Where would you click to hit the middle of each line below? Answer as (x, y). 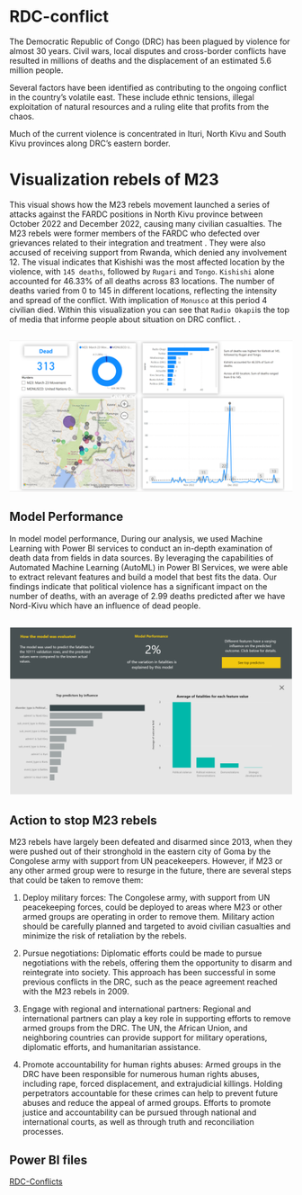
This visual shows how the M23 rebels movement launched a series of (140, 204)
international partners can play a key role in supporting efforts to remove (156, 1019)
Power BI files (49, 1159)
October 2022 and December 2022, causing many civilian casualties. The (146, 223)
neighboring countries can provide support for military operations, (145, 1038)
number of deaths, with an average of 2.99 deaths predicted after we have (147, 596)
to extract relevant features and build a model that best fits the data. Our (143, 577)
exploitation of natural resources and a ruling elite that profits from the (139, 106)
